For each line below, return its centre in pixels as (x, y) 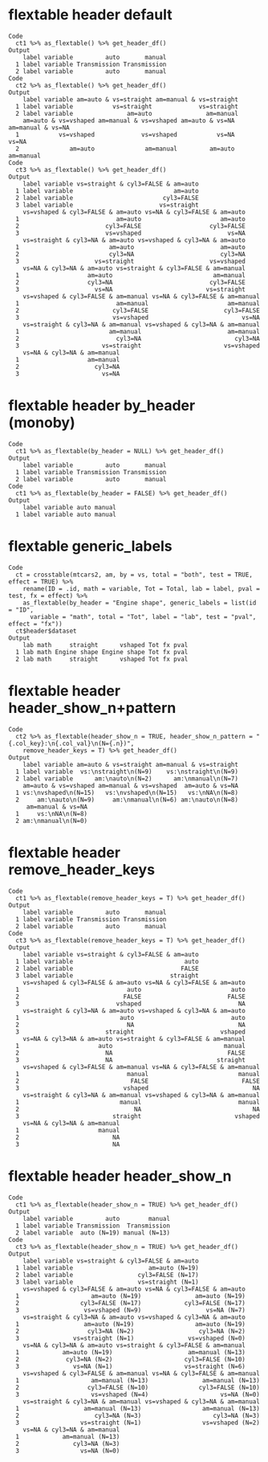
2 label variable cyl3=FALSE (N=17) (107, 1275)
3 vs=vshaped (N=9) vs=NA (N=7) (131, 1310)
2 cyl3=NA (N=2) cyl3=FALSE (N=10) (131, 1359)
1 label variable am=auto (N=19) (107, 1267)
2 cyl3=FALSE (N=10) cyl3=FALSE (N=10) (138, 1387)
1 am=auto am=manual (131, 275)
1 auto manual (131, 1046)
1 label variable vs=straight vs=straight (127, 106)
